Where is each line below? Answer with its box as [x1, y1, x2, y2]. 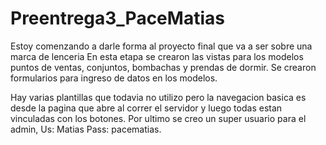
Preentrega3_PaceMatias [10, 7, 225, 30]
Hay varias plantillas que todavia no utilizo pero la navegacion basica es [10, 91, 307, 103]
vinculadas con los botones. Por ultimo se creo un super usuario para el [10, 112, 307, 124]
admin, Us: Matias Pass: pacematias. [10, 123, 162, 135]
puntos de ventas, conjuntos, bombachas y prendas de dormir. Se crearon [10, 61, 317, 73]
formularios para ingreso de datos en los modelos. [10, 72, 218, 84]
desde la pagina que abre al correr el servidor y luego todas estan [10, 102, 283, 114]
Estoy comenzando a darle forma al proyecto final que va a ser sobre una [10, 40, 313, 52]
